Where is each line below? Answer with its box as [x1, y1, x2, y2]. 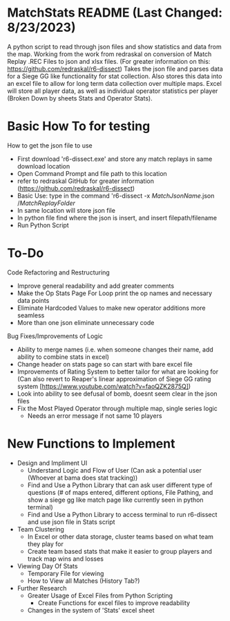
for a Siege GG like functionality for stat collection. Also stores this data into [7, 71, 222, 80]
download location [17, 161, 70, 170]
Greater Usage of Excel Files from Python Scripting [27, 591, 173, 600]
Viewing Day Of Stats [17, 561, 78, 570]
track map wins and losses [27, 554, 104, 563]
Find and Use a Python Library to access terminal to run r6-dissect [27, 510, 218, 518]
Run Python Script [17, 220, 69, 229]
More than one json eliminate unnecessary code [17, 318, 155, 326]
